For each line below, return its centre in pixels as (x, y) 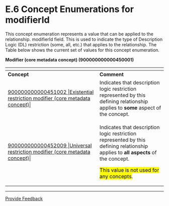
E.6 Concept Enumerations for (70, 9)
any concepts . (116, 176)
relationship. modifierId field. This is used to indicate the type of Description (84, 39)
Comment (112, 74)
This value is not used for (130, 170)
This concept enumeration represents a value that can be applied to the (79, 34)
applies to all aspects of (128, 152)
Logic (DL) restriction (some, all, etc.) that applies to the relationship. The (81, 44)
